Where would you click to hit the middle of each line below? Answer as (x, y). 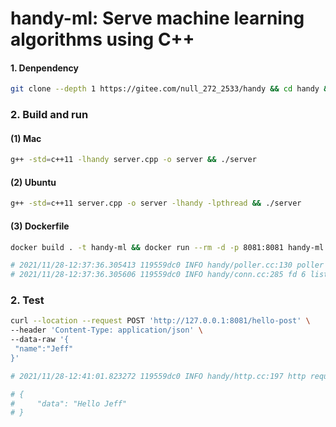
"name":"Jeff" (44, 349)
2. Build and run (49, 115)
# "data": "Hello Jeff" (69, 403)
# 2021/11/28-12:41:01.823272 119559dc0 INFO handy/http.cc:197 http (158, 376)
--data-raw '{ (40, 340)
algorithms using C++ (102, 39)
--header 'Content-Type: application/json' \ (106, 330)
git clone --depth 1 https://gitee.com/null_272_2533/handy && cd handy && (171, 89)
